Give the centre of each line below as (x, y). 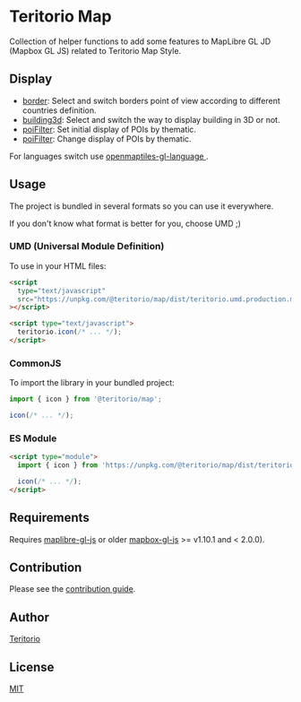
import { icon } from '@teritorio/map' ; (86, 399)
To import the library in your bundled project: (92, 383)
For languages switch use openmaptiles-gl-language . (109, 156)
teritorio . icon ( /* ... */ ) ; (70, 332)
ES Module (33, 438)
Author (29, 617)
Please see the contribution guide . (73, 589)
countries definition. (59, 110)
